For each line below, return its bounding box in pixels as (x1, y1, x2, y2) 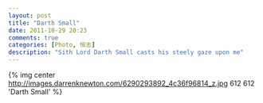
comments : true (8, 33, 59, 42)
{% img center (8, 71, 56, 79)
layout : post (8, 11, 52, 20)
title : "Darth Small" (8, 19, 80, 27)
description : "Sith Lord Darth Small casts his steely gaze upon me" (8, 48, 245, 56)
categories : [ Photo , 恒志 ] (8, 41, 96, 49)
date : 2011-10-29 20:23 (8, 26, 88, 34)
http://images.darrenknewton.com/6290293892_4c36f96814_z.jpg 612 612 (8, 78, 255, 88)
